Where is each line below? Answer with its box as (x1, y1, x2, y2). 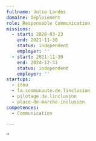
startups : (6, 76, 31, 82)
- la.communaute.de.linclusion (11, 88, 91, 94)
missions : (6, 25, 31, 32)
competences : (6, 104, 39, 111)
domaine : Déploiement (6, 15, 61, 21)
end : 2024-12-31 (17, 59, 59, 65)
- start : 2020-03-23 (11, 31, 63, 38)
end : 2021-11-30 (17, 37, 59, 43)
